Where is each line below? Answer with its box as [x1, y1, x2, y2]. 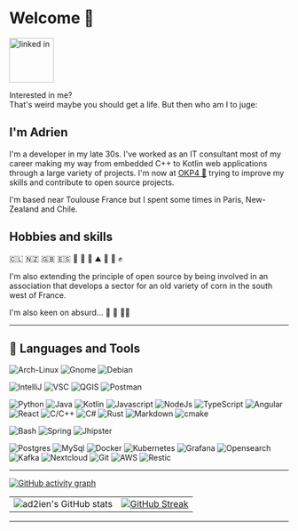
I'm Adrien [9, 125, 68, 141]
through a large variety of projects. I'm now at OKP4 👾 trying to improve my [9, 167, 285, 178]
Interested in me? [9, 89, 73, 101]
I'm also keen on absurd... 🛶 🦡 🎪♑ [9, 307, 131, 318]
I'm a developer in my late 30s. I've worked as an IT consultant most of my [9, 149, 282, 159]
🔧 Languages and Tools [9, 341, 141, 356]
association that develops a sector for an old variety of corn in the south [9, 280, 273, 291]
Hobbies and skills [9, 229, 114, 245]
